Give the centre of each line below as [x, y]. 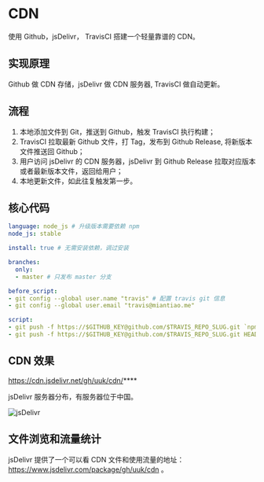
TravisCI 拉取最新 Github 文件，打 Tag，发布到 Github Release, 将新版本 [136, 142]
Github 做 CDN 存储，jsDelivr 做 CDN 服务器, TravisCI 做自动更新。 [116, 84]
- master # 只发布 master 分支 [63, 277]
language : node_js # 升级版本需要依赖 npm [74, 226]
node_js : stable [35, 234]
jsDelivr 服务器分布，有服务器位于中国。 [73, 396]
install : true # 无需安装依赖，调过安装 [69, 248]
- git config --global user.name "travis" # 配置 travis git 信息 [117, 298]
